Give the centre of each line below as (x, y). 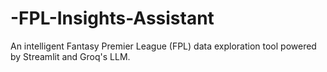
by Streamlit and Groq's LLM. (70, 56)
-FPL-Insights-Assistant (112, 18)
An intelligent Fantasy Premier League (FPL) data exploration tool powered (163, 46)
